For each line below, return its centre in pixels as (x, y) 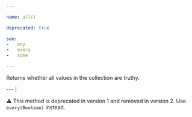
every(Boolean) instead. (36, 107)
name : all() (21, 17)
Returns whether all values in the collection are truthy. (73, 78)
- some (17, 55)
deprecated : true (28, 28)
